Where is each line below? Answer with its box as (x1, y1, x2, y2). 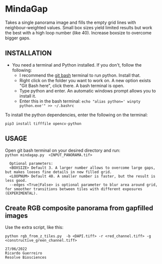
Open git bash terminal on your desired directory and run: (5, 147, 121, 153)
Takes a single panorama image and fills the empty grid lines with (5, 19, 136, 25)
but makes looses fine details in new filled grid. (5, 169, 112, 175)
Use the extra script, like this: (5, 225, 64, 230)
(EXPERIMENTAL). (5, 191, 38, 195)
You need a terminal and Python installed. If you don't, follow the (12, 62, 142, 68)
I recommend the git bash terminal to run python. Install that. (19, 72, 141, 78)
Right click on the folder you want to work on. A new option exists (19, 77, 151, 83)
